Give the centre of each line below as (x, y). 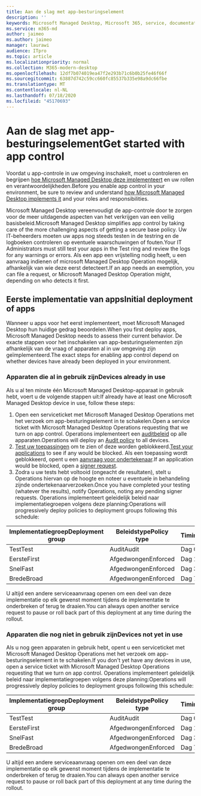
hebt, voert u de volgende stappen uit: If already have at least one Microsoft (99, 396)
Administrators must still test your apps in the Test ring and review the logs (98, 248)
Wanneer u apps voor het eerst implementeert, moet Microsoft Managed (95, 323)
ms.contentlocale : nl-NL (37, 90)
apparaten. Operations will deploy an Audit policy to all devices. (92, 440)
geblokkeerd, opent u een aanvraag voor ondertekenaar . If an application (104, 459)
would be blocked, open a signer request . (66, 466)
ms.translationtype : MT (36, 85)
